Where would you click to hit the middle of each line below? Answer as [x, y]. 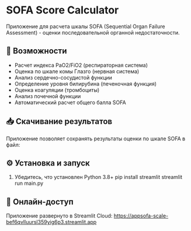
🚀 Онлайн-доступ [40, 201]
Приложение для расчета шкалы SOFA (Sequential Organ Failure [86, 26]
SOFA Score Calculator [62, 10]
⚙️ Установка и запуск [48, 163]
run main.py [29, 183]
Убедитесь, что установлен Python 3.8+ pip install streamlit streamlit [98, 177]
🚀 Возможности [37, 51]
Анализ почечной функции [48, 96]
